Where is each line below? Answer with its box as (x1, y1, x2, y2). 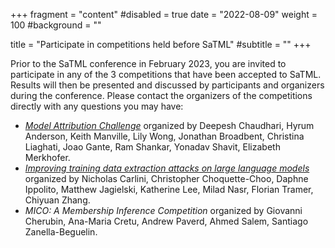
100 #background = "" (10, 19, 102, 31)
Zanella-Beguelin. (24, 226, 98, 238)
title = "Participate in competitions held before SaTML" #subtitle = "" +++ (10, 39, 312, 50)
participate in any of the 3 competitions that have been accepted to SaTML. (10, 69, 322, 80)
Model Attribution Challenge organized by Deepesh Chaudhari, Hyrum (24, 120, 315, 131)
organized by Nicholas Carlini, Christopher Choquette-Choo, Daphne (24, 173, 309, 184)
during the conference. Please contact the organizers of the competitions (10, 90, 313, 101)
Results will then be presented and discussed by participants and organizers (10, 79, 325, 91)
